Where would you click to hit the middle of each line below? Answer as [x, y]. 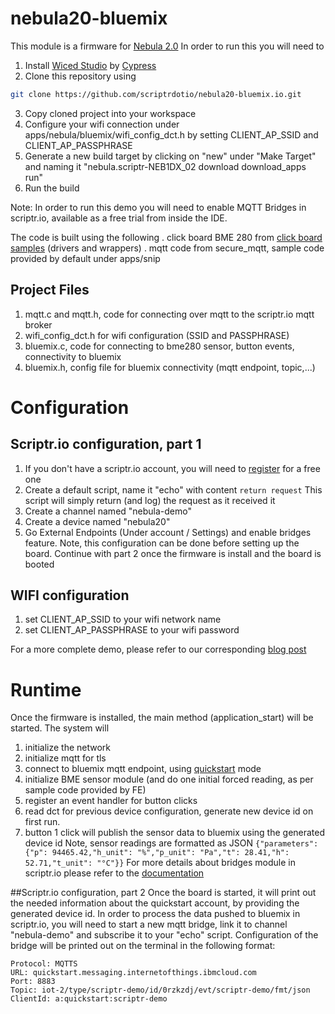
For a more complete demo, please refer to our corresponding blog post [158, 649]
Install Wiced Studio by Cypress [90, 65]
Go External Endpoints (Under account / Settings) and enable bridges [168, 532]
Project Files [50, 290]
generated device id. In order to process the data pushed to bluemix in [155, 914]
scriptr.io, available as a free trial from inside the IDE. [119, 218]
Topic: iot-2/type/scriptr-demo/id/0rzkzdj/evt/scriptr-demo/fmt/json [160, 990]
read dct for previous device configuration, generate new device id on [169, 811]
